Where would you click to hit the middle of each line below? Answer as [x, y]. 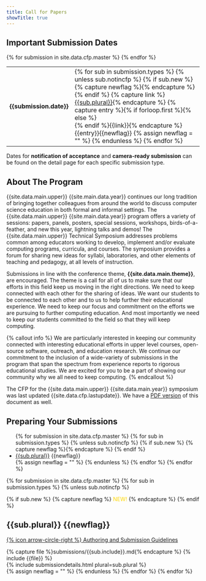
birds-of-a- [184, 223]
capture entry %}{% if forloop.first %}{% [133, 110]
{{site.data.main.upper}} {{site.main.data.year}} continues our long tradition [102, 197]
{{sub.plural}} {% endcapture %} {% [125, 103]
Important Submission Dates [62, 43]
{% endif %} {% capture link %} [120, 95]
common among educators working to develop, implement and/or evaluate [101, 243]
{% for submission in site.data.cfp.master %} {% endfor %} [81, 57]
